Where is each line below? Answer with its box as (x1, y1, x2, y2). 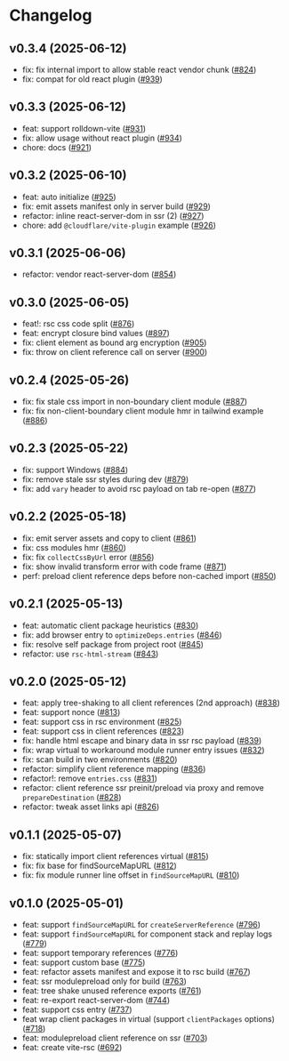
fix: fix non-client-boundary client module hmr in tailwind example (21, 406, 264, 416)
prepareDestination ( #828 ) (21, 792, 122, 803)
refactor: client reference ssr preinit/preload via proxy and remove (21, 783, 265, 793)
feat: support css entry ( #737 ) (21, 1004, 132, 1015)
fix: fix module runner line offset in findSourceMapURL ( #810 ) (21, 870, 240, 880)
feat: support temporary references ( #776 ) (21, 947, 179, 958)
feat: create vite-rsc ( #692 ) (21, 1041, 123, 1052)
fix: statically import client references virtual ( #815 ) (21, 851, 209, 862)
